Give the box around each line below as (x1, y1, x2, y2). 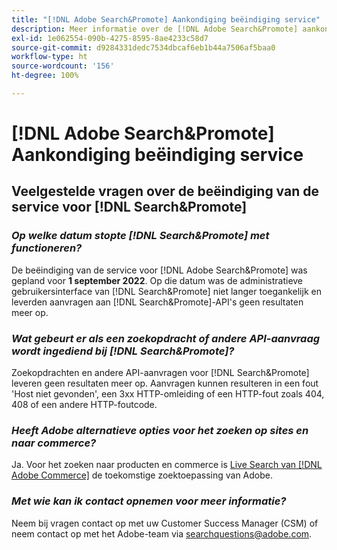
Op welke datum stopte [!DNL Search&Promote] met (11, 229, 270, 243)
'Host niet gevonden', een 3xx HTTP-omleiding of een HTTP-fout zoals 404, (11, 388, 325, 400)
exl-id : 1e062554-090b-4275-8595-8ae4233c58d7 (11, 33, 209, 43)
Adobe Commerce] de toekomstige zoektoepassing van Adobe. (11, 469, 274, 481)
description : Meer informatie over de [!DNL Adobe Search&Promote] (11, 24, 299, 34)
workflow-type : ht (11, 52, 88, 62)
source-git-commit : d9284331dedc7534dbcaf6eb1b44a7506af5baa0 (11, 42, 276, 53)
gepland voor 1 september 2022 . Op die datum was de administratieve (11, 274, 304, 286)
